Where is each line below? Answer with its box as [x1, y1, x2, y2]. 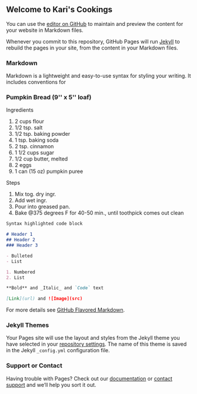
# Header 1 [6, 232, 33, 238]
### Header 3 [6, 242, 38, 249]
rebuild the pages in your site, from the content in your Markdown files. [6, 44, 178, 51]
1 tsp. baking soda [14, 136, 59, 143]
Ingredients [6, 106, 34, 113]
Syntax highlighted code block [6, 221, 83, 227]
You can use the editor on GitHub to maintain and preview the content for [6, 20, 183, 27]
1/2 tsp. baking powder [14, 131, 71, 138]
